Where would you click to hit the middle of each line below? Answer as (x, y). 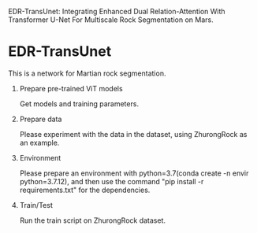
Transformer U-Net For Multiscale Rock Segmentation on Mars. (111, 20)
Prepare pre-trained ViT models (71, 88)
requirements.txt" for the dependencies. (85, 190)
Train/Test (36, 205)
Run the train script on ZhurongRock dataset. (93, 220)
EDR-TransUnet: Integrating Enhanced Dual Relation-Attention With (117, 11)
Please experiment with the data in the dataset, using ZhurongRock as (133, 134)
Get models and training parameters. (79, 104)
